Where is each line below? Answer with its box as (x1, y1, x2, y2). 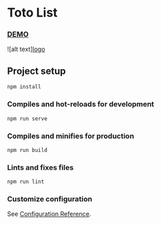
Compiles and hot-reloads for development (7, 99, 155, 109)
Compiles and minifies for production (7, 131, 134, 141)
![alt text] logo (7, 45, 45, 53)
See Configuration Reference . (7, 210, 92, 218)
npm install (7, 84, 41, 90)
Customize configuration (7, 195, 93, 204)
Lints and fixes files (7, 162, 74, 172)
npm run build (7, 146, 48, 153)
